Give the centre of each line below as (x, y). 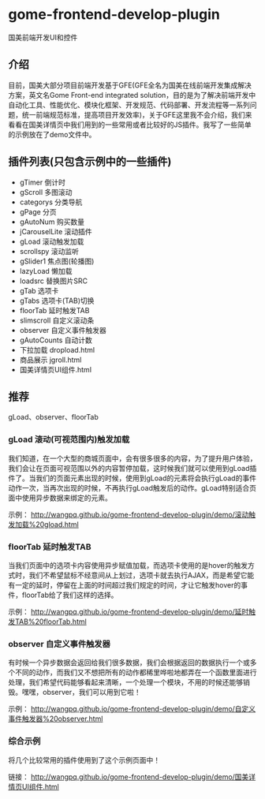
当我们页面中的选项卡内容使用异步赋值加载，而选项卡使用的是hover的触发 (128, 565)
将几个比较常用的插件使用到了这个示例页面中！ (84, 760)
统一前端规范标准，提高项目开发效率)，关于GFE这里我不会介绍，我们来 (137, 114)
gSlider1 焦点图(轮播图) (57, 261)
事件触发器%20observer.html (56, 719)
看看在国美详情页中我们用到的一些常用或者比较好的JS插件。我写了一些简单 (130, 125)
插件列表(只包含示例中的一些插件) (90, 162)
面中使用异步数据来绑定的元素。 (60, 498)
